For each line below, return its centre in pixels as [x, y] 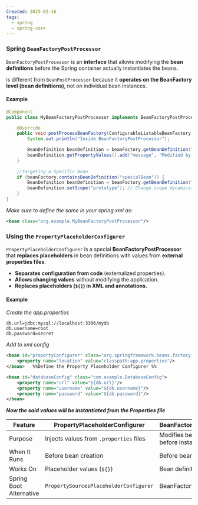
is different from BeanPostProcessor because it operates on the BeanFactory [99, 79]
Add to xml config [28, 345]
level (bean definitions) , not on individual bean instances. [77, 86]
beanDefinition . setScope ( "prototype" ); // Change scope [97, 188]
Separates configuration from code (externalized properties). [90, 273]
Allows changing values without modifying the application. [87, 280]
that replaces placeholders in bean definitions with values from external [95, 255]
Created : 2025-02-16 [32, 12]
